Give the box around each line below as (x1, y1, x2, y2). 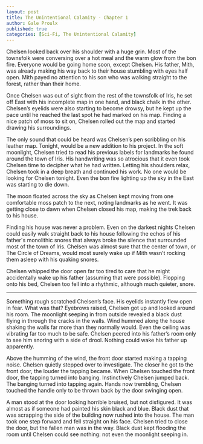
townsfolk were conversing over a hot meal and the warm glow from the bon (6, 55, 196, 62)
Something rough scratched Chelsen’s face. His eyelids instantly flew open (6, 298, 193, 305)
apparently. (6, 343, 34, 350)
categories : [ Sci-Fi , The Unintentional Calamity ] (6, 31, 137, 38)
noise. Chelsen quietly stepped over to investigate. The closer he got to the (6, 361, 193, 368)
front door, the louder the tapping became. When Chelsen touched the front (6, 368, 195, 375)
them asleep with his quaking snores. (6, 256, 99, 263)
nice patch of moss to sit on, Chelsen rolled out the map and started (6, 118, 176, 125)
